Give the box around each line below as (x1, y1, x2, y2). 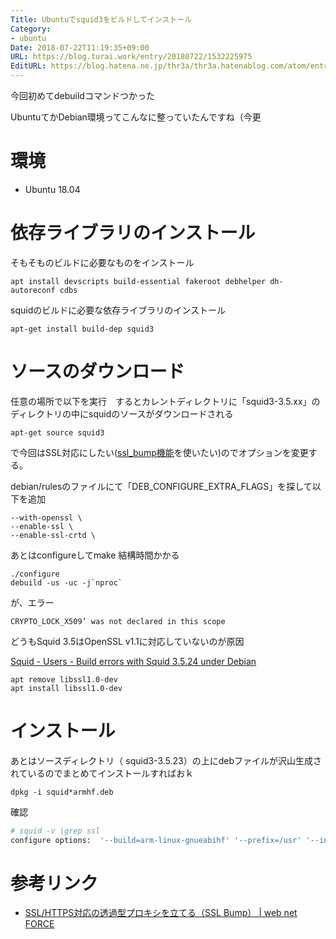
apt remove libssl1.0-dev (10, 674, 118, 685)
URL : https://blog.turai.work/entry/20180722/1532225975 (10, 52, 253, 62)
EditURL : (10, 61, 47, 71)
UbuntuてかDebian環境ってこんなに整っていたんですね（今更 (10, 111, 262, 123)
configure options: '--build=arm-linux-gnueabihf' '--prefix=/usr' (10, 835, 302, 845)
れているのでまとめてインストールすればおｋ (10, 767, 195, 779)
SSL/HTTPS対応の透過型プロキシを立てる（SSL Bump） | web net (24, 907, 298, 919)
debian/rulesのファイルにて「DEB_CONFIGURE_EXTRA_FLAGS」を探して (10, 480, 313, 492)
